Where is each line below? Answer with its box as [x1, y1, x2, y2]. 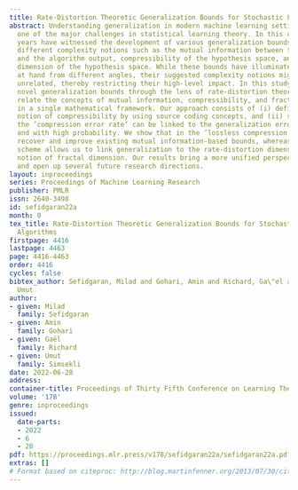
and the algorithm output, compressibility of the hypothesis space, [17, 54, 279, 63]
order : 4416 [9, 261, 53, 270]
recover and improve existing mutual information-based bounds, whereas [17, 137, 292, 146]
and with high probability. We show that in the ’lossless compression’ [17, 129, 292, 138]
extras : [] [9, 459, 50, 468]
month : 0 [9, 210, 42, 220]
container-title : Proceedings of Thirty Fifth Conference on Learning [9, 384, 276, 393]
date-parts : [17, 417, 62, 426]
